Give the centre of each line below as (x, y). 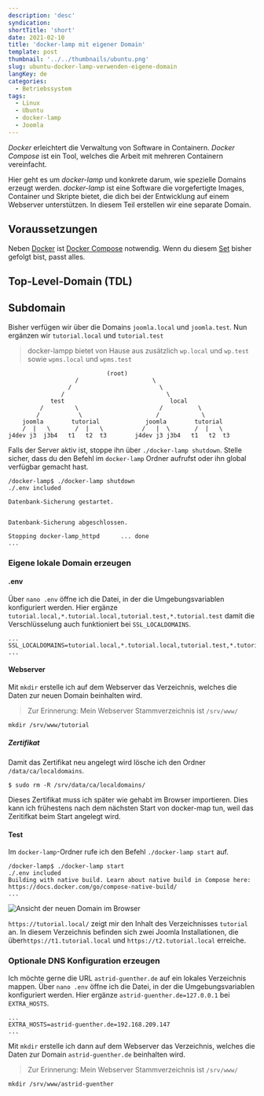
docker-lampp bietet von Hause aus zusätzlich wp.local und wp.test (138, 350)
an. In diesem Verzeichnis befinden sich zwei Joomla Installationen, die (123, 932)
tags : (17, 96)
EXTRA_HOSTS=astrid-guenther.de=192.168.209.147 (89, 1024)
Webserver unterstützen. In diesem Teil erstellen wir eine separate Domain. (130, 205)
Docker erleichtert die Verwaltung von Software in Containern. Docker (122, 147)
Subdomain (37, 308)
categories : (27, 81)
